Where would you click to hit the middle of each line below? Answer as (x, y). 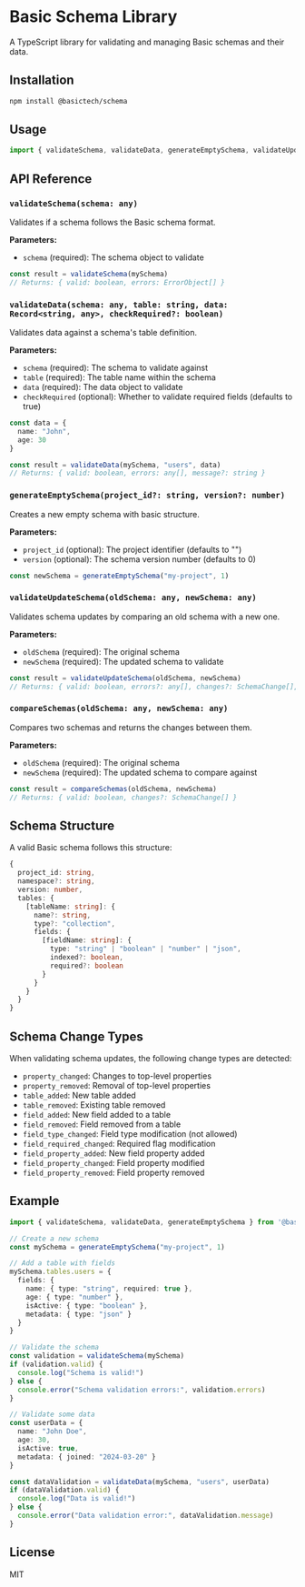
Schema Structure (62, 825)
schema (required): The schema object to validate (113, 257)
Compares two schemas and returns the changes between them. (131, 727)
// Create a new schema (54, 1239)
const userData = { (46, 1423)
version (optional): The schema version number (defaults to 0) (139, 559)
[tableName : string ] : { (71, 907)
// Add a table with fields (63, 1263)
